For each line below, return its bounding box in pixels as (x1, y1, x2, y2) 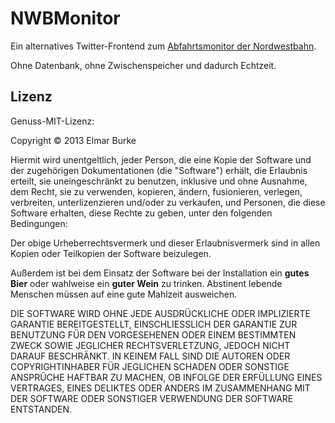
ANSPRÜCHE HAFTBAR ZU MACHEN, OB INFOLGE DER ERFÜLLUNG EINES (10, 371, 323, 383)
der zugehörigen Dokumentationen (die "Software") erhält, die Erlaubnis (10, 164, 308, 176)
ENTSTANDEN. (10, 403, 73, 415)
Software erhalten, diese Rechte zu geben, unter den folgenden (10, 207, 273, 219)
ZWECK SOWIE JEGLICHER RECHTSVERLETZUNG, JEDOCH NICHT (10, 339, 291, 351)
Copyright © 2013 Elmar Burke (10, 134, 137, 146)
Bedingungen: (10, 217, 68, 229)
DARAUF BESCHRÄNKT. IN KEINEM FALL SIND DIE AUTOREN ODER (10, 350, 291, 362)
